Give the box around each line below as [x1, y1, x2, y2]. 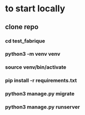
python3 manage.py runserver [5, 104, 80, 111]
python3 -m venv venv [5, 50, 60, 57]
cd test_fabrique [5, 38, 45, 44]
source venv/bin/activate [5, 64, 66, 71]
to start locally [5, 3, 65, 14]
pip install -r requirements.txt [5, 77, 77, 84]
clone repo [5, 23, 39, 31]
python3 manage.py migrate [5, 90, 75, 97]
